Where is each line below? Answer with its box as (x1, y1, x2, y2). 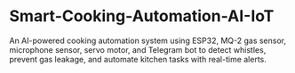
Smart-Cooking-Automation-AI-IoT (9, 6, 275, 26)
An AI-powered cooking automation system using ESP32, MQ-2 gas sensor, (9, 35, 287, 46)
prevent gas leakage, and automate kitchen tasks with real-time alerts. (9, 54, 267, 64)
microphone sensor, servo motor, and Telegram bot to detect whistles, (9, 44, 267, 55)
